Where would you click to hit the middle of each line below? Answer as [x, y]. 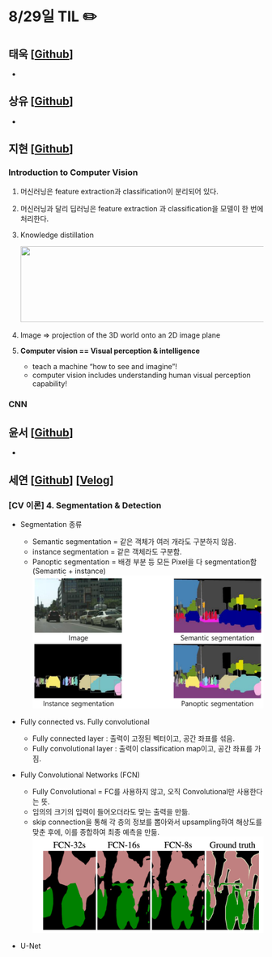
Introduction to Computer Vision [73, 172]
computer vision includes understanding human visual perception [141, 375]
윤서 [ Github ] [41, 433]
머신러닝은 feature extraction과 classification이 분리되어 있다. [119, 191]
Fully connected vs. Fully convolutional [85, 722]
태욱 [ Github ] [41, 54]
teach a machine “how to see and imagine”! [105, 366]
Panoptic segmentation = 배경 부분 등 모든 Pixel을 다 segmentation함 [144, 561]
